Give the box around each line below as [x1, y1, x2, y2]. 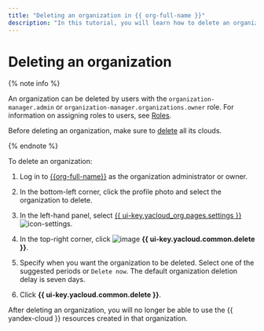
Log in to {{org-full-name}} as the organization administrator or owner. [19, 172, 248, 181]
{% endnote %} [8, 141, 59, 151]
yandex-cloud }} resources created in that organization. [8, 314, 189, 323]
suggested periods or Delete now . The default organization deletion [19, 266, 238, 276]
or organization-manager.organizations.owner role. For [56, 102, 234, 112]
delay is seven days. [19, 275, 86, 285]
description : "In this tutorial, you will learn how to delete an [8, 19, 230, 27]
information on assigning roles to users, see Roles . [8, 111, 172, 121]
